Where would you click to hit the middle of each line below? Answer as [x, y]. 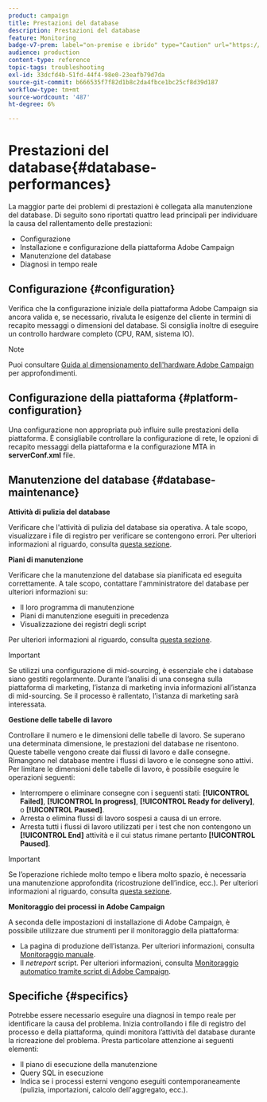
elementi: [23, 1049]
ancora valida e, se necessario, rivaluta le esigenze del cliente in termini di [130, 317]
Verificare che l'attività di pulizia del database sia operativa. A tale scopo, [128, 527]
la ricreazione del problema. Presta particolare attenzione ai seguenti [121, 1041]
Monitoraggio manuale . [58, 954]
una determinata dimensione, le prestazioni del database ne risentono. [124, 743]
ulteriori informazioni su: [48, 592]
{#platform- [208, 398]
